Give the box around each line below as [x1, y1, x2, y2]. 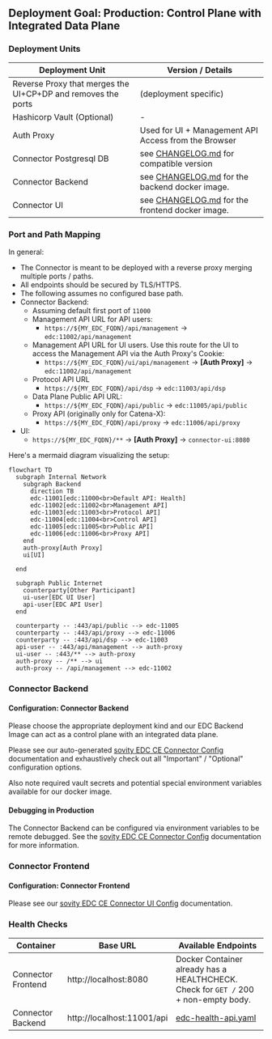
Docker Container [175, 953, 243, 965]
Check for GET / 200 [175, 983, 255, 994]
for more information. [8, 841, 79, 850]
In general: [8, 247, 45, 257]
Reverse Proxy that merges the [12, 78, 130, 89]
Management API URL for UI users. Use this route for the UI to [32, 340, 239, 350]
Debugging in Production [8, 805, 95, 815]
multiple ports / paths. [19, 271, 95, 281]
